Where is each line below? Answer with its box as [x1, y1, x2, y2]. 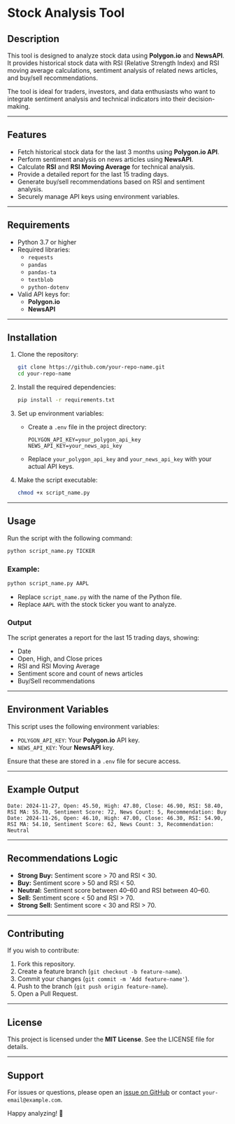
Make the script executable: [17, 476, 98, 484]
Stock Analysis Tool [7, 5, 125, 21]
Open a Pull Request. [17, 989, 78, 998]
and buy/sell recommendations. [7, 74, 98, 82]
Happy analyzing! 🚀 [7, 1109, 64, 1117]
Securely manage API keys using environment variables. [17, 192, 180, 200]
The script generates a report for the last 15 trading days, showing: [7, 633, 199, 642]
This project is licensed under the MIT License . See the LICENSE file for [7, 1035, 215, 1043]
